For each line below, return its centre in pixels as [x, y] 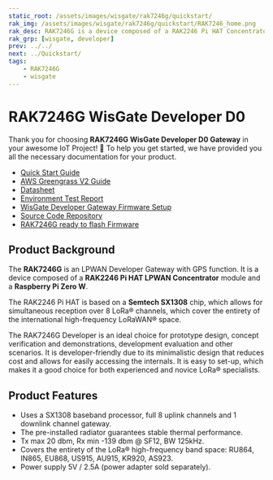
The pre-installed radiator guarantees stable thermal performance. [132, 433]
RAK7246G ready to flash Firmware [80, 224]
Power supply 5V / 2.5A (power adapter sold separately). [115, 467]
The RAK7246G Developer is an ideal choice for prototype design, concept [134, 335]
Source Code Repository [61, 216]
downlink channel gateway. [66, 424]
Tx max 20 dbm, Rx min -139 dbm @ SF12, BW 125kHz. [112, 441]
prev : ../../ [30, 46]
